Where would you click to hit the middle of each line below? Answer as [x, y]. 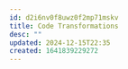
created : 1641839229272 [54, 51]
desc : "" [26, 34]
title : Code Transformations [64, 26]
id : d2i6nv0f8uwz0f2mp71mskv [64, 17]
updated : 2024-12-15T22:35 [60, 43]
